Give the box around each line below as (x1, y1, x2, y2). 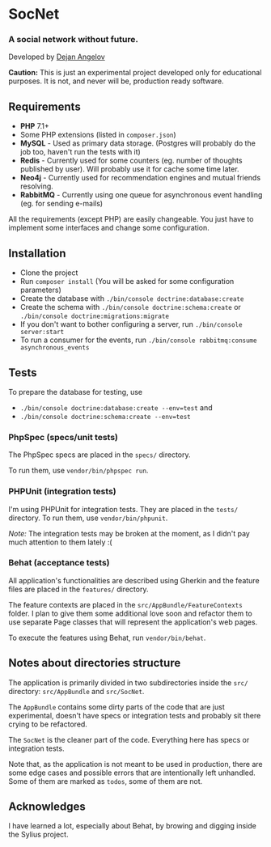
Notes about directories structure (8, 656, 181, 670)
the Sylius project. (8, 830, 69, 840)
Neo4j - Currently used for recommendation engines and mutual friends (19, 173, 261, 183)
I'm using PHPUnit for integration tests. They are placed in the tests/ (8, 504, 239, 514)
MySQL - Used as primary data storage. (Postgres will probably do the (19, 138, 256, 148)
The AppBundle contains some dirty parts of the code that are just (8, 701, 225, 712)
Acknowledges (8, 800, 87, 814)
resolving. (19, 181, 54, 191)
